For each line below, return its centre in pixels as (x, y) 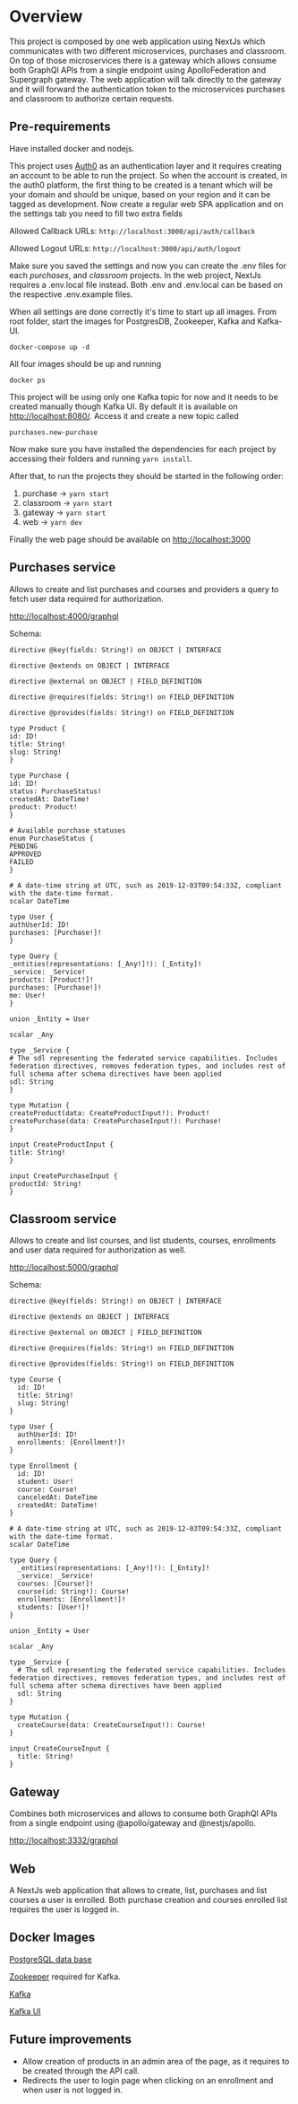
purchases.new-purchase (54, 432)
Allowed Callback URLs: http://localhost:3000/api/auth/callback (132, 231)
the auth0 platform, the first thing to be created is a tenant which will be (141, 185)
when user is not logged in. (72, 2090)
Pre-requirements (60, 127)
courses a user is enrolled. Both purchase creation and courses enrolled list (149, 1900)
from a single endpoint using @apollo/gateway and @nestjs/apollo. (133, 1823)
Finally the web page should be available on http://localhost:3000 (130, 539)
